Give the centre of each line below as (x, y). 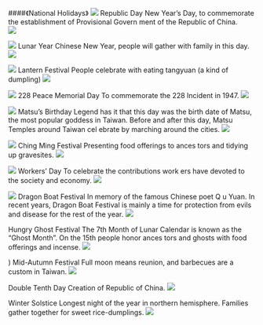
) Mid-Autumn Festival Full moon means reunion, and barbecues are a (121, 262)
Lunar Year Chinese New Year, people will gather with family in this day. (133, 46)
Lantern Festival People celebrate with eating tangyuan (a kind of (123, 70)
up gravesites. (31, 155)
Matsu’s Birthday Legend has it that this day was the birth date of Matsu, (135, 111)
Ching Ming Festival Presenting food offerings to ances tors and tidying (133, 146)
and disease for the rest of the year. (66, 214)
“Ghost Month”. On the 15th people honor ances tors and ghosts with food (128, 238)
